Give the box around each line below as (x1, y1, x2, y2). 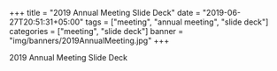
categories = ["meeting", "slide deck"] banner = (9, 26, 184, 36)
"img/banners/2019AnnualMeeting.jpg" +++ (9, 35, 170, 46)
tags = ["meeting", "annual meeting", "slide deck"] (85, 17, 269, 27)
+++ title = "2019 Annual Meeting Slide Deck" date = (9, 8, 201, 18)
